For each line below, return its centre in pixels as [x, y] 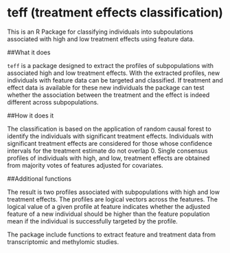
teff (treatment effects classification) [115, 13]
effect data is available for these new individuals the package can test [106, 87]
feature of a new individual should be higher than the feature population [109, 214]
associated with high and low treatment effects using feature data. [101, 38]
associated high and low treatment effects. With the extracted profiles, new [114, 73]
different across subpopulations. [53, 102]
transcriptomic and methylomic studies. [63, 241]
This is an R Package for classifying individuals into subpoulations [100, 32]
